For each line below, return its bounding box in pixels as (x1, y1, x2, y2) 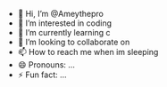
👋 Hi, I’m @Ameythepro (17, 9, 104, 19)
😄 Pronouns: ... (17, 59, 76, 70)
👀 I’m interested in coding (17, 18, 113, 28)
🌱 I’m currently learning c (17, 28, 111, 37)
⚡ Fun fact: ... (17, 69, 67, 80)
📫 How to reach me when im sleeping (17, 47, 159, 57)
